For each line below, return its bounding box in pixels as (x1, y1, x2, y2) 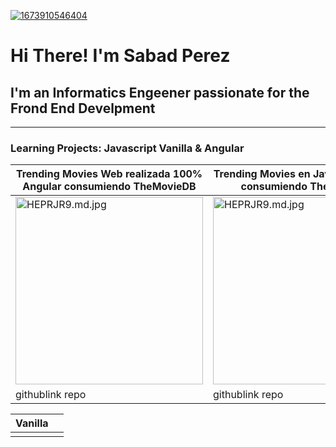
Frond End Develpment (10, 100, 156, 117)
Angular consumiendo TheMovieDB (22, 180, 197, 194)
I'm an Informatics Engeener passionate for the (10, 84, 310, 101)
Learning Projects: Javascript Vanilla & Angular (10, 141, 245, 155)
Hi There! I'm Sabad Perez (10, 45, 231, 67)
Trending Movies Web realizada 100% (15, 167, 203, 181)
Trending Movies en (213, 167, 311, 181)
